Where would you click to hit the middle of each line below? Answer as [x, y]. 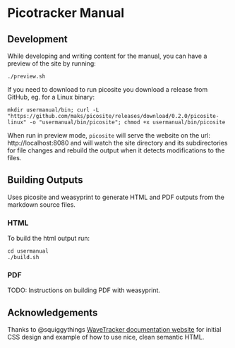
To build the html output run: [49, 239]
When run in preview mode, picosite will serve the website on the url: [109, 135]
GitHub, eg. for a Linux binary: [51, 97]
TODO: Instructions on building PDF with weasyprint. [84, 290]
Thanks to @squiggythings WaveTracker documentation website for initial [114, 330]
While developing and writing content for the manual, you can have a [107, 56]
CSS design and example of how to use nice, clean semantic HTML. [106, 337]
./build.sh [23, 258]
